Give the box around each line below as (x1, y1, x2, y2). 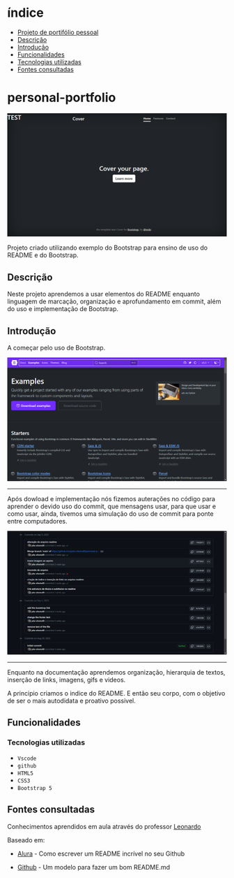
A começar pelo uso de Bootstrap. (7, 344, 106, 352)
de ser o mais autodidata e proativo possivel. (7, 697, 136, 705)
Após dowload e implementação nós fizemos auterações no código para (7, 495, 216, 503)
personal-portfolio (7, 89, 116, 106)
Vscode (17, 755, 37, 762)
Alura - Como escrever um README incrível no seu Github (17, 849, 185, 858)
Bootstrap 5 (17, 784, 52, 791)
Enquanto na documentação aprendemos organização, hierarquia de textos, (7, 668, 226, 677)
